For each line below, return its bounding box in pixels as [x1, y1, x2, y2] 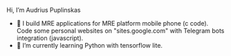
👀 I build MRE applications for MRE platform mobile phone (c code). [16, 19, 209, 27]
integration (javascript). [16, 34, 84, 42]
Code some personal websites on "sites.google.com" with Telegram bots [16, 27, 225, 35]
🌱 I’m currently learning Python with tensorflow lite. [16, 41, 163, 49]
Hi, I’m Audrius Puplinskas [6, 6, 81, 14]
